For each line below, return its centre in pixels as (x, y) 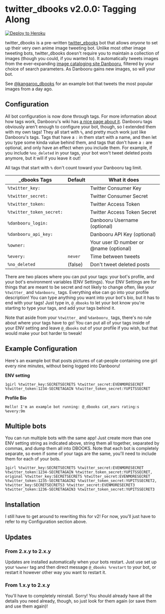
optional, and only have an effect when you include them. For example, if (79, 147)
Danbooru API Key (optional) (123, 234)
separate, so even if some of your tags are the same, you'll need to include (81, 453)
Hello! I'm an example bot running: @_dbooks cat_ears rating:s (72, 407)
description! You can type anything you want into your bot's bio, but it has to (82, 297)
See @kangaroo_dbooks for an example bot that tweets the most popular (79, 83)
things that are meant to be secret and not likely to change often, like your (80, 287)
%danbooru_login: (28, 223)
